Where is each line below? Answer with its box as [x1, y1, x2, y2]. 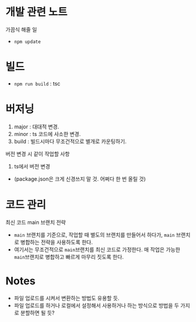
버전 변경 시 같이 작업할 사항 [5, 150, 70, 157]
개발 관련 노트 [5, 5, 68, 19]
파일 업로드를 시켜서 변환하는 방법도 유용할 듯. [14, 294, 120, 301]
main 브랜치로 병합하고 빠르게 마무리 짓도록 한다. [14, 253, 124, 260]
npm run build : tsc [14, 80, 61, 87]
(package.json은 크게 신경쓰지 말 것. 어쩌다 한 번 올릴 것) [14, 175, 146, 182]
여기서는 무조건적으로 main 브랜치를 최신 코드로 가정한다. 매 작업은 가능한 [14, 245, 181, 253]
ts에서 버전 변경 [14, 162, 51, 170]
